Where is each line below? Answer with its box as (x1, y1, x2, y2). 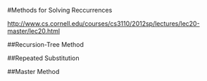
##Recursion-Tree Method (7, 40, 84, 48)
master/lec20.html (7, 27, 61, 35)
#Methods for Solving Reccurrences (7, 6, 113, 14)
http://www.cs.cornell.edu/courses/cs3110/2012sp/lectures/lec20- (7, 20, 200, 27)
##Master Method (7, 68, 60, 75)
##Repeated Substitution (7, 54, 80, 62)
